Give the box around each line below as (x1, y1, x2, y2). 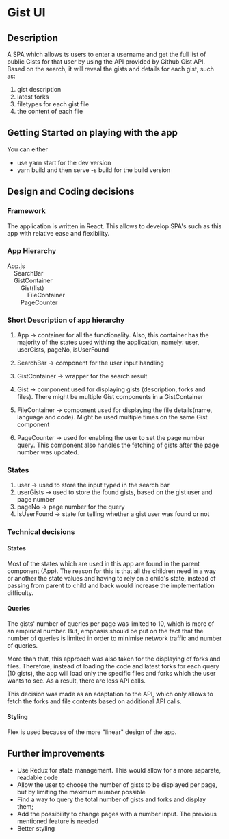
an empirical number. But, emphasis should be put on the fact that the (7, 627, 204, 635)
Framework (7, 206, 46, 216)
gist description (16, 86, 62, 93)
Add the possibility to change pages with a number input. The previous (16, 810, 217, 818)
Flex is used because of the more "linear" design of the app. (7, 728, 177, 736)
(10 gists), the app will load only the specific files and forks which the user (7, 669, 216, 677)
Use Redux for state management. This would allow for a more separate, (16, 766, 221, 774)
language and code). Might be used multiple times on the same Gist (16, 413, 208, 422)
